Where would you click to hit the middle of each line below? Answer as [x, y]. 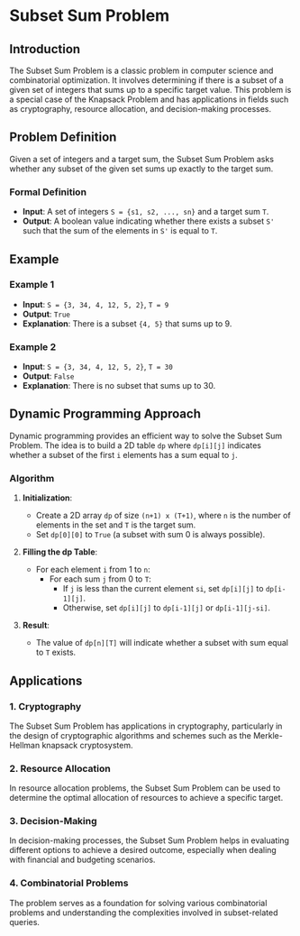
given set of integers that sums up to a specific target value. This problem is [150, 90]
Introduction [45, 49]
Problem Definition [63, 138]
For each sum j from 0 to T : [100, 579]
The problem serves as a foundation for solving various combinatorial [138, 903]
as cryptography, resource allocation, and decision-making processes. [141, 109]
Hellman [25, 745]
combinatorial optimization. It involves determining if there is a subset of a [146, 80]
